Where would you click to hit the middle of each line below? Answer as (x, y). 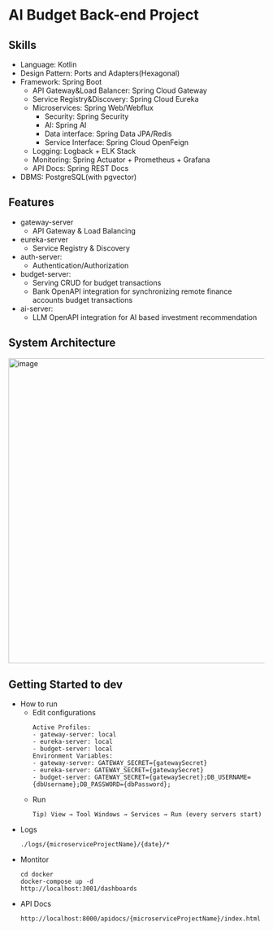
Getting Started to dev (66, 685)
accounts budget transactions (82, 299)
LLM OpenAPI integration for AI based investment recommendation (145, 317)
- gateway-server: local (74, 735)
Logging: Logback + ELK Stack (84, 151)
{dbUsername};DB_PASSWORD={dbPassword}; (102, 785)
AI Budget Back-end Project (104, 15)
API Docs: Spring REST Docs (80, 168)
